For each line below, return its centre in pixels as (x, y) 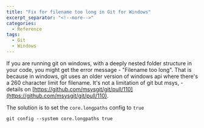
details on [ (20, 89)
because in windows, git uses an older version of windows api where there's (102, 76)
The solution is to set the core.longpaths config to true (75, 107)
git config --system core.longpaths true (60, 119)
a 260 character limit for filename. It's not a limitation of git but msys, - (95, 82)
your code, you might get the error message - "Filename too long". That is (99, 69)
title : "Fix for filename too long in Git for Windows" (79, 12)
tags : (13, 35)
